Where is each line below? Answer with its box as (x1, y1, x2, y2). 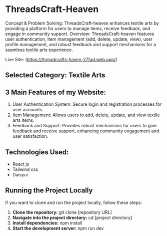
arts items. (12, 117, 34, 123)
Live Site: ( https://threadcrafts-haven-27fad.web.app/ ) (5, 56, 117, 62)
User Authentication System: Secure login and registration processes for (12, 101, 162, 107)
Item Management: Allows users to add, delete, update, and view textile (12, 112, 160, 118)
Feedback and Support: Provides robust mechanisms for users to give (12, 123, 157, 129)
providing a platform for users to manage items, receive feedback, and (5, 25, 150, 31)
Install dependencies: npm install (12, 219, 82, 226)
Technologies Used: (5, 148, 69, 156)
